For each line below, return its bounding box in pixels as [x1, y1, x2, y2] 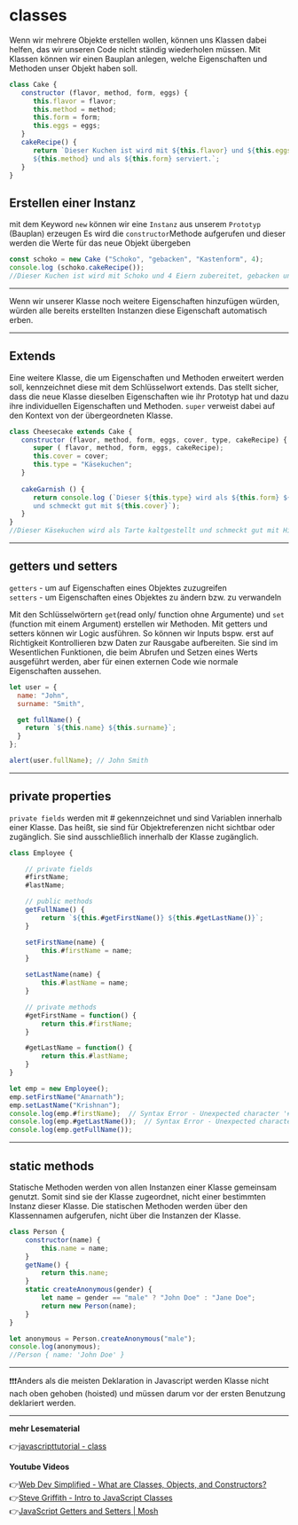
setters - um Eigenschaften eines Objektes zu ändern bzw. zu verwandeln [9, 592, 282, 602]
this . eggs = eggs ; [32, 122, 101, 130]
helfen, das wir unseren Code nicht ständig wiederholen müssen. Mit [9, 43, 261, 54]
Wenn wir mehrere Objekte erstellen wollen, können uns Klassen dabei [9, 35, 268, 45]
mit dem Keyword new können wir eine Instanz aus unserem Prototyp [9, 219, 262, 230]
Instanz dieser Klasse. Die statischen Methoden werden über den [9, 1201, 248, 1211]
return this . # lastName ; [41, 1052, 129, 1061]
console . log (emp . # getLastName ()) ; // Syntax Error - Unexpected [9, 1117, 255, 1127]
